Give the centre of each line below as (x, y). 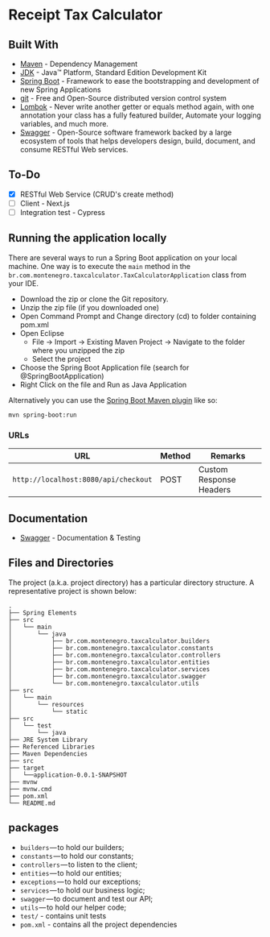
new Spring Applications (61, 89)
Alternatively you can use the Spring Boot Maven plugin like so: (113, 400)
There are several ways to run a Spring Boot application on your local (123, 257)
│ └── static (48, 711)
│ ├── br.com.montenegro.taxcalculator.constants (111, 648)
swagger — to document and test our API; (86, 898)
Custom (213, 470)
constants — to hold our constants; (77, 856)
